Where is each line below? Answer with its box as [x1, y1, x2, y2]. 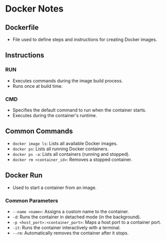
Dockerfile [5, 23, 39, 32]
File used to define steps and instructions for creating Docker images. [12, 36, 157, 42]
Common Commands [5, 127, 73, 136]
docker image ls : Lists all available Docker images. [12, 140, 118, 146]
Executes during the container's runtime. [12, 112, 97, 118]
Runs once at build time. [12, 83, 63, 89]
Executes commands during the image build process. [12, 78, 123, 84]
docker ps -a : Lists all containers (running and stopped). [12, 151, 130, 157]
